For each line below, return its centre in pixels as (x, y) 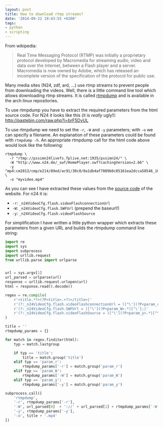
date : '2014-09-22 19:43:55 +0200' (41, 18)
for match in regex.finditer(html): (42, 340)
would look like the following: (34, 145)
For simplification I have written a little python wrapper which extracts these (81, 223)
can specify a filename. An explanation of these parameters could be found (80, 135)
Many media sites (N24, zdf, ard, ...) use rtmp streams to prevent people (77, 85)
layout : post (18, 9)
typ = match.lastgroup (37, 344)
